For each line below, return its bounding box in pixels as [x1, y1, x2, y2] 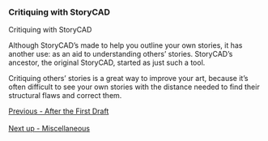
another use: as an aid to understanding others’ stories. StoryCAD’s [8, 49, 233, 59]
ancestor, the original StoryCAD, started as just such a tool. [8, 58, 206, 67]
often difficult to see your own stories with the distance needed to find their [8, 82, 261, 92]
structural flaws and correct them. [8, 91, 122, 100]
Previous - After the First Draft [8, 106, 109, 116]
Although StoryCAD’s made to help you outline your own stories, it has [8, 41, 243, 50]
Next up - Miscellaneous [8, 124, 91, 134]
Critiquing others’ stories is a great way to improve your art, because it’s [8, 74, 249, 83]
